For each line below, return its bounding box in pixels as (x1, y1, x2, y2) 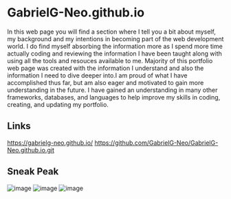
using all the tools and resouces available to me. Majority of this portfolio (7, 56, 213, 65)
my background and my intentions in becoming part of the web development (7, 34, 224, 43)
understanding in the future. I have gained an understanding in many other (7, 86, 218, 94)
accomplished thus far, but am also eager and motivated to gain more (7, 78, 204, 86)
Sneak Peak (7, 166, 59, 178)
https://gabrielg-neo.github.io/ (7, 139, 93, 147)
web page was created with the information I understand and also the (7, 64, 204, 72)
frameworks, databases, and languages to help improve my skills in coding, (7, 93, 221, 101)
